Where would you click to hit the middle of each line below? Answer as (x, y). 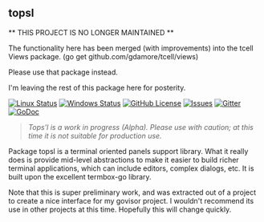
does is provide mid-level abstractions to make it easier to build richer (124, 159)
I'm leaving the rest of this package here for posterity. (97, 87)
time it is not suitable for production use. (95, 135)
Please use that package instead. (63, 72)
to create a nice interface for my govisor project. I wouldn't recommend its (131, 200)
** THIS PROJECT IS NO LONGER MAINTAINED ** (91, 32)
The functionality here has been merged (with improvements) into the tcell (131, 48)
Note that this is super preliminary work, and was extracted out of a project (132, 192)
